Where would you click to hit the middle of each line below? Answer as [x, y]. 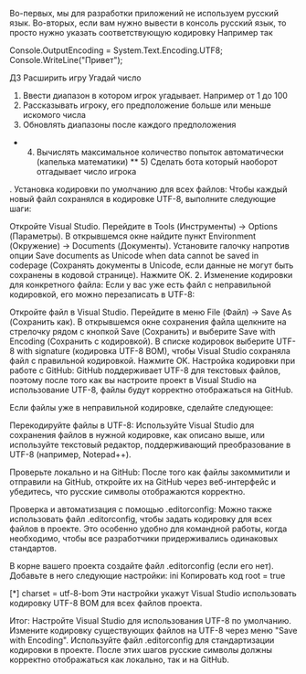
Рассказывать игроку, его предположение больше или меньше [147, 105]
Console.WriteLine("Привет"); [66, 60]
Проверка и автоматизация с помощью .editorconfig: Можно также [141, 509]
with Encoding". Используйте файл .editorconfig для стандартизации [142, 640]
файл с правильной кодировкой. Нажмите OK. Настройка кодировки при [152, 361]
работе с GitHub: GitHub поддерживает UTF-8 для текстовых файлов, [145, 370]
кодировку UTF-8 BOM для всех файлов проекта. [106, 603]
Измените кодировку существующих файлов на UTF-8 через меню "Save [153, 631]
